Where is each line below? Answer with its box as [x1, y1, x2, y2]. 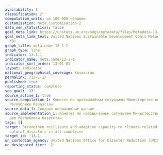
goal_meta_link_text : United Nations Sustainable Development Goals [5, 34, 147, 39]
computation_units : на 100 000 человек [5, 16, 86, 21]
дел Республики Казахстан [9, 115, 62, 121]
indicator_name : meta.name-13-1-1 [5, 57, 75, 62]
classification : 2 [5, 12, 42, 17]
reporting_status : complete [5, 84, 62, 89]
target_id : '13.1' [5, 134, 42, 138]
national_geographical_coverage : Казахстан [5, 70, 95, 75]
